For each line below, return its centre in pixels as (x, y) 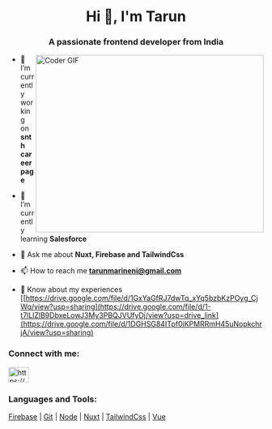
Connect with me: (44, 354)
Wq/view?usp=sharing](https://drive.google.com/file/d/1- (116, 307)
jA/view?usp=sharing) (57, 332)
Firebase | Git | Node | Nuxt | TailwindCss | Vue (87, 417)
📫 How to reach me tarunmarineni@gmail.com (101, 271)
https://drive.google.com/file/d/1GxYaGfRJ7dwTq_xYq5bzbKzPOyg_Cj (142, 298)
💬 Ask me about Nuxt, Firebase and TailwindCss (102, 255)
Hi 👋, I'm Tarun (136, 17)
